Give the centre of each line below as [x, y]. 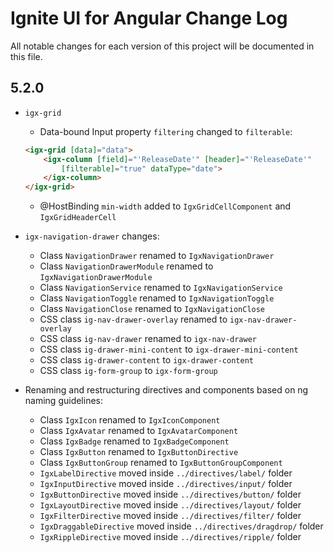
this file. [26, 56]
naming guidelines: [64, 401]
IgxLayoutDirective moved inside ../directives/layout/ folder [170, 505]
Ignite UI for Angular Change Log [149, 18]
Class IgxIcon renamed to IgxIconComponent [130, 420]
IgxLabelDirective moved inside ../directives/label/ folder [166, 473]
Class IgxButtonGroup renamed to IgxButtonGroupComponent [161, 463]
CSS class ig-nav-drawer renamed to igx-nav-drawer [148, 339]
